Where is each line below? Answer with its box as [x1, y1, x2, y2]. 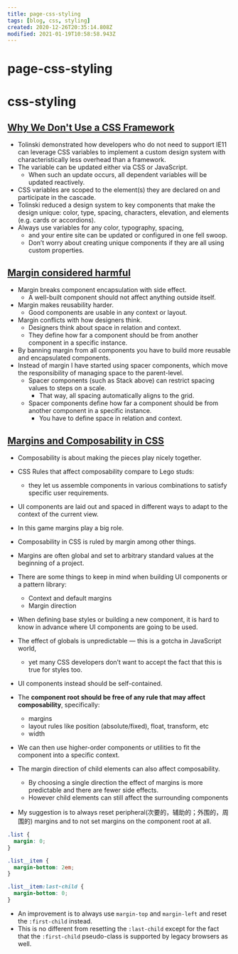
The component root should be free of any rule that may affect [17, 693, 206, 702]
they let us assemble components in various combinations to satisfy [28, 481, 227, 490]
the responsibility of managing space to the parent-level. [17, 369, 184, 377]
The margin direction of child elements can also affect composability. [17, 765, 220, 773]
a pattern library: [17, 580, 67, 589]
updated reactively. [28, 178, 85, 187]
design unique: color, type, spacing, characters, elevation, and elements [17, 208, 229, 217]
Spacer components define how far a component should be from [28, 399, 219, 407]
